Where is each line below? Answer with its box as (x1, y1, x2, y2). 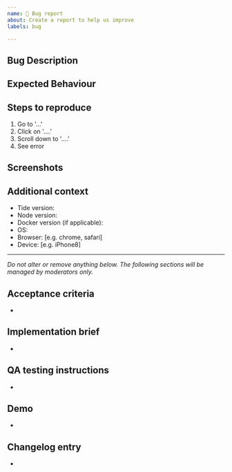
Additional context (7, 185, 88, 197)
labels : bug (7, 23, 41, 30)
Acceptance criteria (7, 287, 95, 299)
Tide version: (17, 204, 55, 212)
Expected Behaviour (7, 78, 97, 90)
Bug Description (7, 55, 78, 66)
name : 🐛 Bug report (7, 10, 64, 17)
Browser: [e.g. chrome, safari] (17, 233, 103, 242)
